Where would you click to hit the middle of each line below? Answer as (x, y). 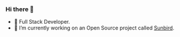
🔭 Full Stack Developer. (42, 22)
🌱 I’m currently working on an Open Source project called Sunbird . (94, 28)
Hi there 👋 (20, 9)
